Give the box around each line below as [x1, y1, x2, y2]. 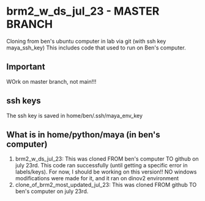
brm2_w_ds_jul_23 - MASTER [6, 4, 160, 18]
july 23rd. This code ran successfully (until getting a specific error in [15, 162, 188, 169]
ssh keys [6, 96, 41, 106]
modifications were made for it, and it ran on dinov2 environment [15, 175, 179, 182]
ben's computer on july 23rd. [15, 188, 89, 195]
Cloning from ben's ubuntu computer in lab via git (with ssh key [6, 37, 166, 45]
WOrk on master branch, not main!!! [6, 78, 97, 85]
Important [6, 62, 45, 72]
